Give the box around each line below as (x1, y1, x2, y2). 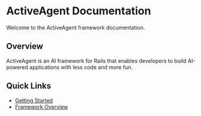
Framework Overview (14, 103, 68, 110)
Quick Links (6, 81, 52, 91)
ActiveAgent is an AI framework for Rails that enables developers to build (6, 57, 187, 64)
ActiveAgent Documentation (6, 4, 151, 18)
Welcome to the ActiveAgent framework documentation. (6, 24, 145, 31)
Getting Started (14, 97, 53, 104)
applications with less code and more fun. (29, 63, 133, 71)
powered (6, 63, 28, 71)
